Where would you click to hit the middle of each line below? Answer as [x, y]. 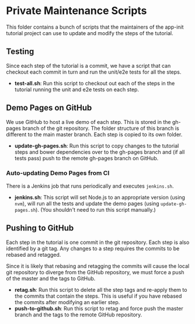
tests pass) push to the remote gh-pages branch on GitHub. [86, 158]
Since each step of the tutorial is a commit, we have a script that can [88, 66]
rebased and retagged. [34, 254]
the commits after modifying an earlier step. [67, 302]
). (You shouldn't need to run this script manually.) [96, 209]
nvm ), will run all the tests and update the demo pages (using [87, 204]
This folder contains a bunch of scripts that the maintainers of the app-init [95, 27]
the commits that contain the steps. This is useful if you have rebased [98, 296]
